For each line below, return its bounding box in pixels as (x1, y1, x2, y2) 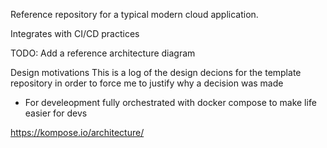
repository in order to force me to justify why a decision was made (10, 77, 284, 89)
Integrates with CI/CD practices (10, 28, 140, 39)
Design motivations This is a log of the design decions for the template (10, 67, 302, 78)
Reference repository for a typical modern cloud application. (10, 9, 259, 20)
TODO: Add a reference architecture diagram (10, 47, 196, 59)
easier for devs (24, 107, 88, 119)
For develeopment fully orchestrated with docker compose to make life (24, 97, 317, 108)
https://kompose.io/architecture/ (10, 127, 145, 138)
